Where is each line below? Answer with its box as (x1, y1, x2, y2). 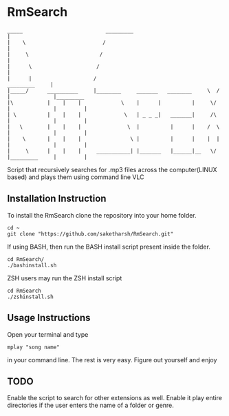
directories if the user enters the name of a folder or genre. (7, 401, 174, 410)
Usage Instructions (7, 312, 91, 324)
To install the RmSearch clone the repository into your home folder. (7, 211, 197, 219)
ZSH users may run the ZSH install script (7, 273, 122, 282)
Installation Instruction (7, 193, 107, 205)
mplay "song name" (7, 344, 60, 351)
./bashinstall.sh (7, 262, 57, 269)
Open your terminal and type (7, 330, 89, 338)
